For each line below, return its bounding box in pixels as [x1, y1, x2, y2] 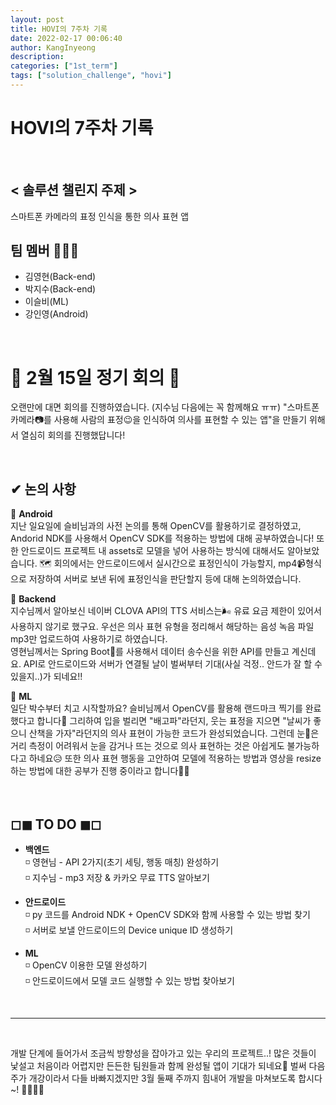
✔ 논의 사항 [10, 481, 77, 498]
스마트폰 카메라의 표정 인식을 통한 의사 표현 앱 [10, 210, 190, 222]
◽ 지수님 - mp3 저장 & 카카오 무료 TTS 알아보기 [24, 872, 210, 883]
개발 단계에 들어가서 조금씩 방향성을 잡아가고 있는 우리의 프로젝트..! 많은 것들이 [10, 1047, 317, 1059]
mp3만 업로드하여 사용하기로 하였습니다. [10, 633, 168, 645]
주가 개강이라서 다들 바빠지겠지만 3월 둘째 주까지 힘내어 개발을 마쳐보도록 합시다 [10, 1072, 323, 1084]
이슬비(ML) [24, 296, 70, 308]
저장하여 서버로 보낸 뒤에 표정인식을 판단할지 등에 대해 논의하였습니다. [28, 573, 302, 585]
